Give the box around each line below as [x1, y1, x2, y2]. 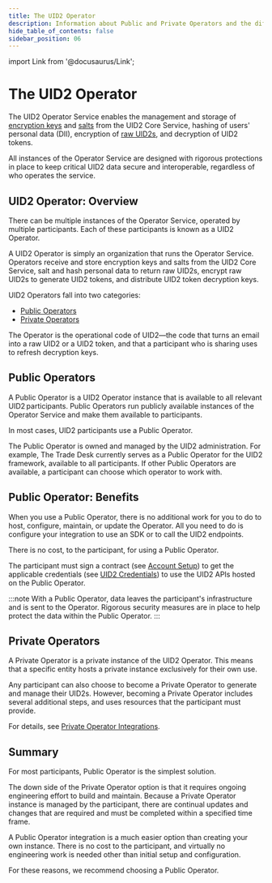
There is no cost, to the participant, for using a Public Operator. [8, 545, 219, 555]
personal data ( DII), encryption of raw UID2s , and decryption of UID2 [8, 129, 239, 139]
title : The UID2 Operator [8, 11, 96, 20]
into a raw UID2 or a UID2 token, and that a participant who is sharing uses [8, 339, 257, 349]
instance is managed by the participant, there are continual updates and [8, 799, 249, 809]
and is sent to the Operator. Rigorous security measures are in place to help [8, 602, 261, 612]
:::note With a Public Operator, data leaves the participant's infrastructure [8, 594, 253, 603]
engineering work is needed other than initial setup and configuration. [8, 850, 241, 859]
